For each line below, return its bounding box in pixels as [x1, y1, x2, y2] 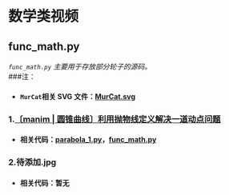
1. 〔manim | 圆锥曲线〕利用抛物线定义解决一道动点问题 [8, 113, 221, 125]
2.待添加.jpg [8, 157, 57, 168]
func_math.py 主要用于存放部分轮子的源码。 [8, 62, 152, 71]
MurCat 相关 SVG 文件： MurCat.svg [19, 91, 136, 101]
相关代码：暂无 [19, 177, 70, 188]
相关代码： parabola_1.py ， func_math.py [19, 135, 157, 145]
